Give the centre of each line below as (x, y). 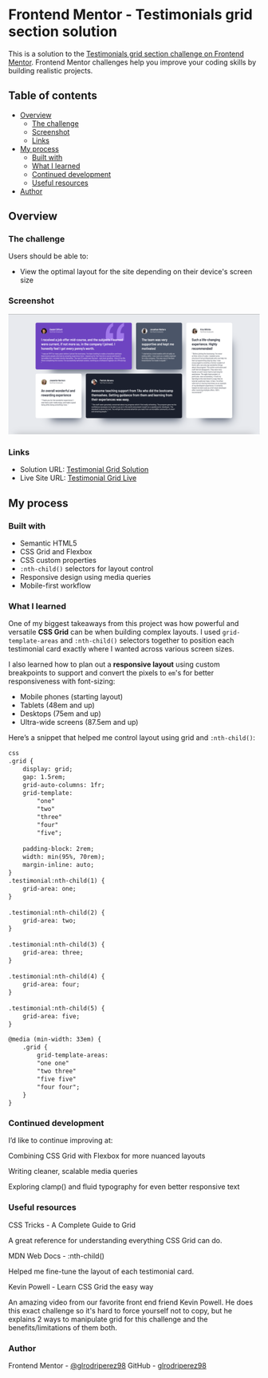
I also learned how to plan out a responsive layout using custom (114, 664)
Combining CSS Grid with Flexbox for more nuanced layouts (107, 1156)
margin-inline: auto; (58, 865)
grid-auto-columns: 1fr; (64, 785)
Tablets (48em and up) (57, 705)
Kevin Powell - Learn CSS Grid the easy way (81, 1286)
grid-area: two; (50, 921)
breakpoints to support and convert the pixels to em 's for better (111, 673)
